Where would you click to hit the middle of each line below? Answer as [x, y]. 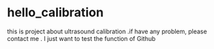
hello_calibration [55, 13]
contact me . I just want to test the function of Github [81, 38]
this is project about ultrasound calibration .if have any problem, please [107, 31]
